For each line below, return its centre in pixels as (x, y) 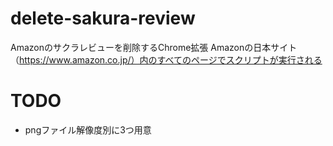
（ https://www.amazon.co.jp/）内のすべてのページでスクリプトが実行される (166, 59)
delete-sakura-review (103, 18)
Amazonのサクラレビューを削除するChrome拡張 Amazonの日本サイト (154, 47)
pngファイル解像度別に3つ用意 (88, 129)
